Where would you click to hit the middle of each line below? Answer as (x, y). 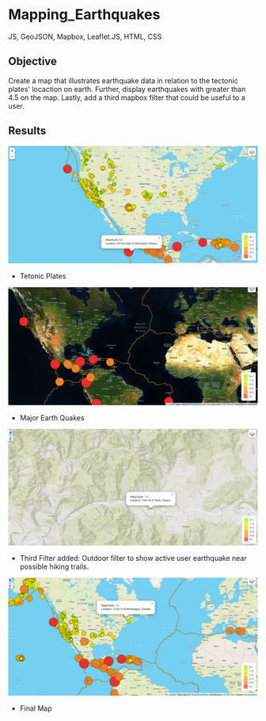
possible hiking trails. (54, 566)
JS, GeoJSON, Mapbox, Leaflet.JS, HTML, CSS (85, 36)
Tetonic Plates (43, 276)
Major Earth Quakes (52, 417)
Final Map (36, 708)
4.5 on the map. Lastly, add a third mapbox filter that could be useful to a (127, 98)
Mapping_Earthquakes (84, 15)
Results (27, 131)
